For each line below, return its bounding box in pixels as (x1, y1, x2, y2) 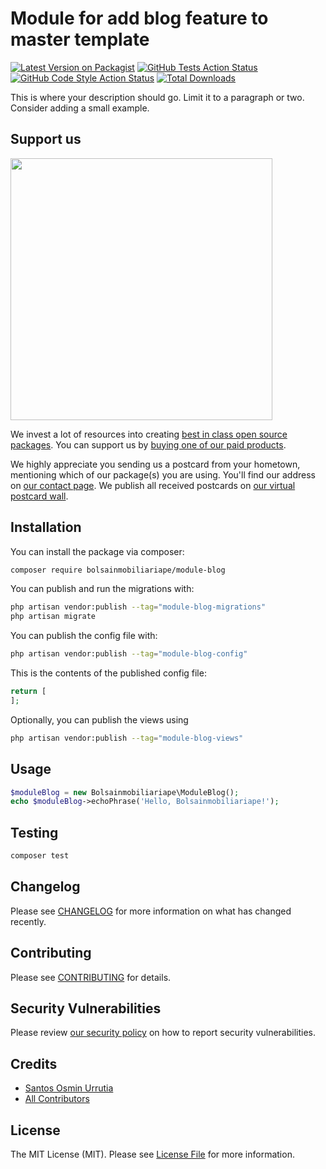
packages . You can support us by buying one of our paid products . (10, 438, 287, 451)
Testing (10, 824, 59, 841)
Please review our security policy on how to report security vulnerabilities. (10, 1027, 316, 1039)
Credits (10, 1055, 58, 1072)
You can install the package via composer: (10, 545, 185, 557)
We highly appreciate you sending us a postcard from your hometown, (10, 458, 301, 470)
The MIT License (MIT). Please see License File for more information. (10, 1148, 295, 1160)
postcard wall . (10, 490, 69, 502)
